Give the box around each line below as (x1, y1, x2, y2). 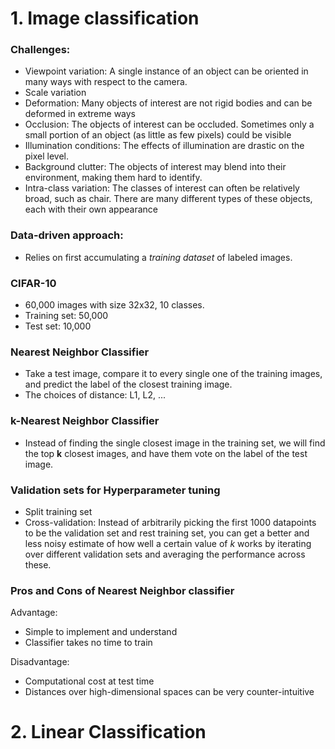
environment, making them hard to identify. (24, 172, 203, 184)
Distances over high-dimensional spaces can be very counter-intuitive (24, 686, 315, 698)
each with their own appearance (24, 203, 158, 216)
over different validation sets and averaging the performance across (24, 548, 306, 560)
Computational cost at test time (24, 675, 155, 687)
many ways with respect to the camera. (24, 76, 188, 88)
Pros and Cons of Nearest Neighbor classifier (10, 583, 235, 597)
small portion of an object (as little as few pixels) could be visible (24, 129, 292, 141)
